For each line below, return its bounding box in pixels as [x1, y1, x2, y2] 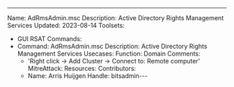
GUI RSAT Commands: [17, 35, 82, 42]
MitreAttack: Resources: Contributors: [27, 64, 136, 72]
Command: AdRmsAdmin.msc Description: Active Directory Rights [17, 42, 208, 50]
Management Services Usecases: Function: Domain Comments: [17, 49, 201, 58]
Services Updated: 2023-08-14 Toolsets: [7, 22, 125, 29]
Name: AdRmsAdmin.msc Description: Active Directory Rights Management [7, 14, 224, 22]
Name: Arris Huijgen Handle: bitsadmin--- [27, 72, 148, 80]
